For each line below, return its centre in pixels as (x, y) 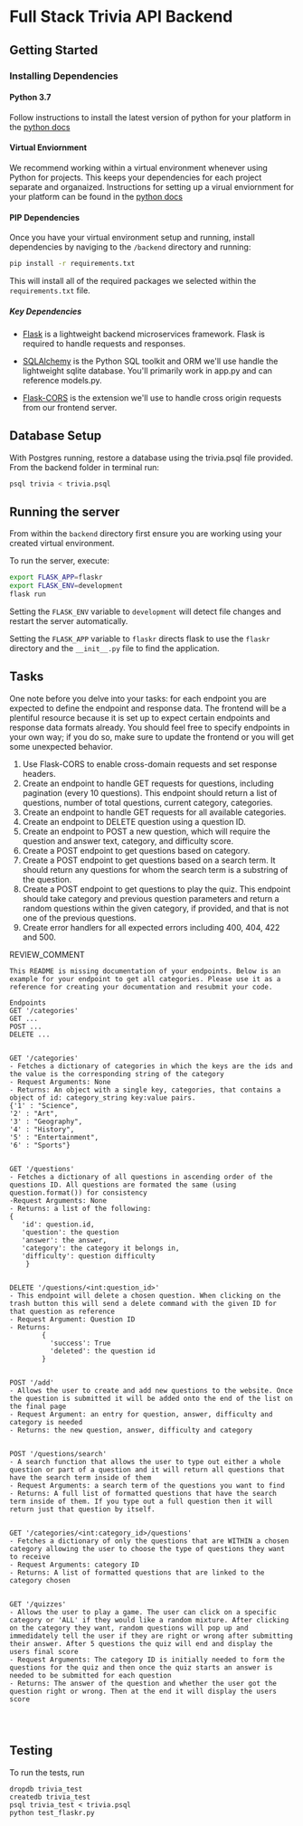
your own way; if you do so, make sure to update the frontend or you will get (151, 737)
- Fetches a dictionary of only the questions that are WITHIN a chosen (149, 1541)
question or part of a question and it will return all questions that (147, 1470)
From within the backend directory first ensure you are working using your (146, 534)
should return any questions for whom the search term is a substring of (155, 869)
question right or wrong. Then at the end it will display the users (143, 1691)
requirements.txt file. (50, 290)
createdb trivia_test (50, 1797)
